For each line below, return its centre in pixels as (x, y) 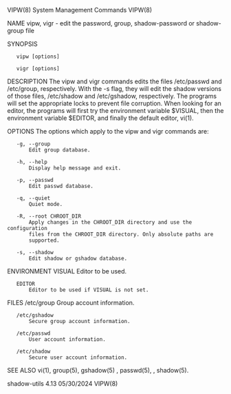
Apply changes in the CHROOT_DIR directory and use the (110, 222)
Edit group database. (59, 150)
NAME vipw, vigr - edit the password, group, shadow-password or (101, 23)
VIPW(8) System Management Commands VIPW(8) (80, 10)
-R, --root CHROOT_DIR (48, 216)
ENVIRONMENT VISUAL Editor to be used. (67, 271)
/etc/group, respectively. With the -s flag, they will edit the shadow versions (114, 89)
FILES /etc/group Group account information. (71, 303)
